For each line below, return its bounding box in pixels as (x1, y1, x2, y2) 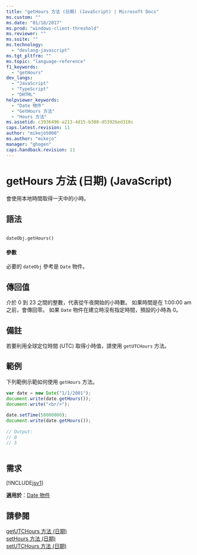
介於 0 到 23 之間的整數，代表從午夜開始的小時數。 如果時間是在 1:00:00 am (6, 299, 192, 306)
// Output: (6, 429, 33, 435)
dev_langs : (6, 75, 33, 81)
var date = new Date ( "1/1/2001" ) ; (6, 390, 92, 396)
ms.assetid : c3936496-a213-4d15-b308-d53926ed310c (6, 119, 134, 125)
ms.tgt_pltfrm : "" (6, 53, 51, 59)
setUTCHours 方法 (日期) (6, 543, 67, 550)
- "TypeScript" (11, 86, 49, 92)
